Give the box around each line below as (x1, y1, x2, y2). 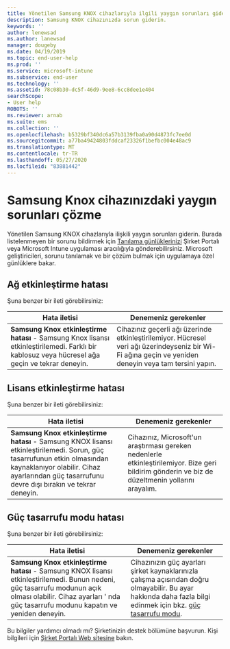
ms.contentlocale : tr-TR (7, 150, 78, 158)
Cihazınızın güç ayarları (130, 558, 206, 567)
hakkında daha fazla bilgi (130, 592, 211, 601)
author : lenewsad (7, 29, 57, 36)
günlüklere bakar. (7, 258, 56, 267)
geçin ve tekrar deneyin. (10, 359, 88, 369)
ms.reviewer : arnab (7, 112, 63, 119)
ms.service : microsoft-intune (7, 67, 94, 74)
